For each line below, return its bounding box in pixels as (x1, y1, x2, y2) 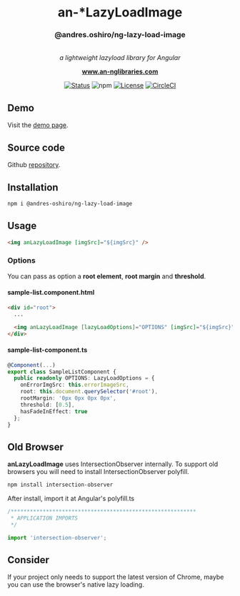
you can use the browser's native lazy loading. (7, 580, 144, 589)
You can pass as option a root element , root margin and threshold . (7, 272, 206, 281)
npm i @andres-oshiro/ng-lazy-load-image (7, 200, 133, 207)
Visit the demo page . (7, 121, 69, 129)
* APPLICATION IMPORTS (10, 515, 79, 522)
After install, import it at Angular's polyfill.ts (7, 494, 134, 503)
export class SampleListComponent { (7, 368, 116, 375)
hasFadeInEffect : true (20, 408, 88, 415)
